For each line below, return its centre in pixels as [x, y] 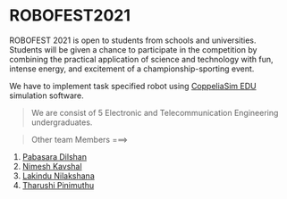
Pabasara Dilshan [55, 156]
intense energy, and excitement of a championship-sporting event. [132, 69]
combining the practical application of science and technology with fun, [141, 59]
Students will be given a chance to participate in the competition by [133, 49]
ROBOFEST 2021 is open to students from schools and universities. [133, 40]
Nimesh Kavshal [52, 166]
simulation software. [46, 95]
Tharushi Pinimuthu [58, 185]
